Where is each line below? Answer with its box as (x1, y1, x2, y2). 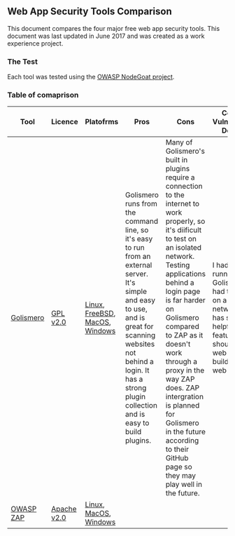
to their (165, 445, 190, 455)
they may (165, 471, 196, 481)
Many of (165, 138, 193, 147)
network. (165, 252, 195, 262)
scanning (124, 330, 156, 340)
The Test (7, 56, 38, 66)
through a (165, 357, 198, 367)
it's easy (124, 234, 153, 244)
